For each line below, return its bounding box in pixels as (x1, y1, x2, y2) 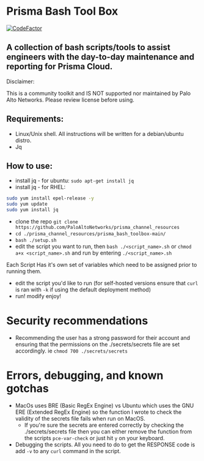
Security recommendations (6, 314, 148, 328)
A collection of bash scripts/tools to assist (6, 42, 171, 53)
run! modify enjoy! (15, 293, 62, 299)
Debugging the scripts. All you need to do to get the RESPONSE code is (15, 441, 195, 448)
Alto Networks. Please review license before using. (6, 96, 134, 103)
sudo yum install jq (6, 207, 59, 213)
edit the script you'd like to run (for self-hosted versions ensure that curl (15, 280, 199, 287)
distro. (15, 137, 32, 144)
